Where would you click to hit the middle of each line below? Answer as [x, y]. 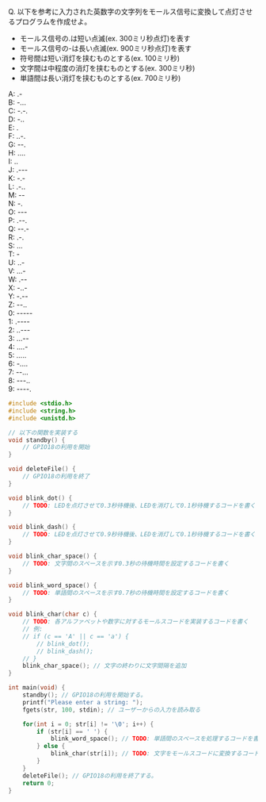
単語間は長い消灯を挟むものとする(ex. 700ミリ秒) [100, 78]
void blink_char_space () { [53, 556]
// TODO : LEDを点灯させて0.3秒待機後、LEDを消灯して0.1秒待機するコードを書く [139, 505]
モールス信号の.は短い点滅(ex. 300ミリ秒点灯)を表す [105, 38]
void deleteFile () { [42, 469]
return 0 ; [39, 783]
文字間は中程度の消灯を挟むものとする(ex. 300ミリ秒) [107, 68]
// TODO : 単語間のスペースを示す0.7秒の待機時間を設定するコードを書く [126, 593]
